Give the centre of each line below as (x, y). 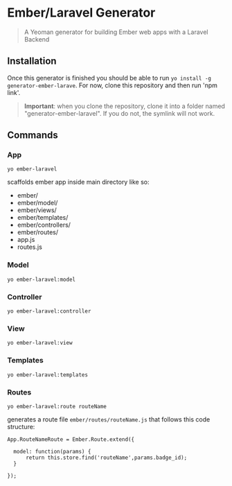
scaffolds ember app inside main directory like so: (78, 182)
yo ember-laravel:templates (48, 375)
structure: (21, 426)
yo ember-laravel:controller (49, 311)
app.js (26, 240)
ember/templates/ (43, 218)
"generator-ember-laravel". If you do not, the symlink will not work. (119, 113)
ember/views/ (37, 210)
